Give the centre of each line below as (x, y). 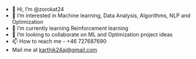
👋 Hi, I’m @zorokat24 (38, 9)
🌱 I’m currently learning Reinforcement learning (70, 28)
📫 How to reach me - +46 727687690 (59, 41)
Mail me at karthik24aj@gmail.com (54, 50)
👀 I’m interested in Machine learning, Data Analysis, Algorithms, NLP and (101, 15)
